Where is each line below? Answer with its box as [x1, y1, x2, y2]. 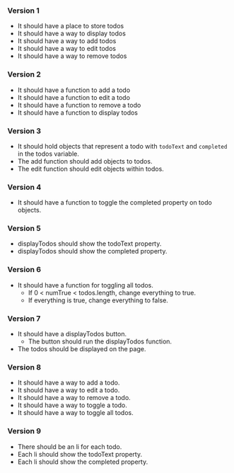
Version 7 [7, 314, 41, 324]
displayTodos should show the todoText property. [17, 239, 162, 248]
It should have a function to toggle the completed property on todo [17, 198, 212, 207]
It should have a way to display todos [17, 29, 126, 38]
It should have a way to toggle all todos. [17, 409, 134, 417]
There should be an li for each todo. [17, 442, 122, 451]
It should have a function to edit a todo [17, 93, 131, 101]
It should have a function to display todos [17, 108, 138, 117]
